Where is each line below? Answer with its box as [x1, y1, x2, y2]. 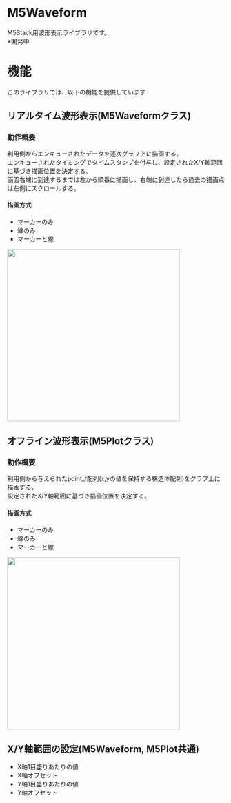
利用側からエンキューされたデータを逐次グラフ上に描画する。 [7, 150, 183, 158]
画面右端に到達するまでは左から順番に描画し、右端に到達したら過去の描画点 [7, 175, 225, 183]
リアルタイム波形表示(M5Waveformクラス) [7, 110, 192, 122]
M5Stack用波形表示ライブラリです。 [7, 28, 110, 37]
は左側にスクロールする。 [7, 184, 80, 192]
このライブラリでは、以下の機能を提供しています [7, 88, 146, 96]
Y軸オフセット [17, 789, 59, 797]
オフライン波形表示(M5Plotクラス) [7, 436, 154, 447]
